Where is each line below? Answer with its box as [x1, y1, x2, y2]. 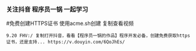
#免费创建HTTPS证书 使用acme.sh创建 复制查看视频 [6, 20, 134, 27]
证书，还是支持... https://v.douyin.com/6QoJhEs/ [6, 39, 125, 45]
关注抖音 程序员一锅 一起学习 [6, 5, 88, 13]
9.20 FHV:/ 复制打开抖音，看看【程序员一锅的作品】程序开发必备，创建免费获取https [6, 33, 191, 39]
